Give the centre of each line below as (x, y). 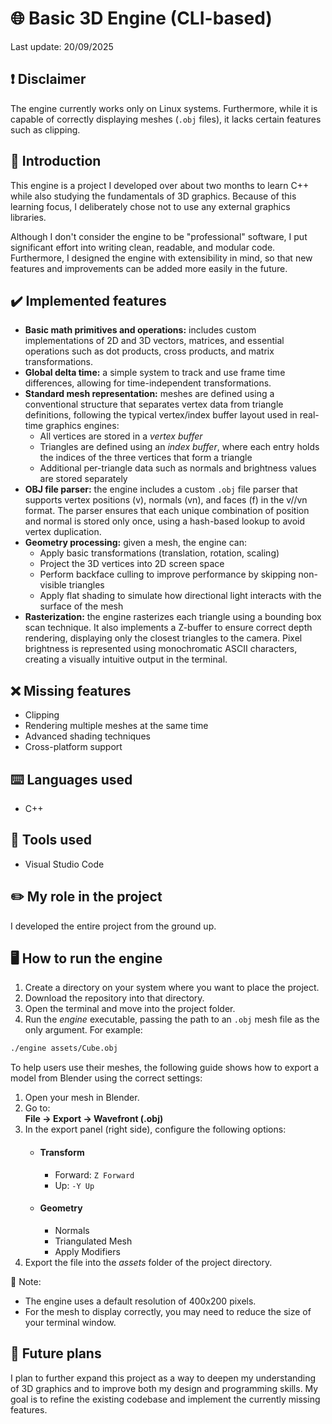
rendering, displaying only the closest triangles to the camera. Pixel (163, 638)
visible (53, 585)
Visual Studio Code (64, 864)
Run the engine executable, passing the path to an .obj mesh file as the (172, 1019)
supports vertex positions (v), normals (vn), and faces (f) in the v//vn (166, 500)
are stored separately (83, 479)
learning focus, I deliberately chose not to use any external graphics (150, 206)
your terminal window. (70, 1322)
